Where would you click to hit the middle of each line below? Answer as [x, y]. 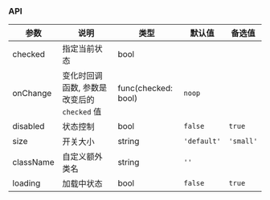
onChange [32, 94]
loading [27, 183]
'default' [202, 141]
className [33, 162]
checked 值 [82, 112]
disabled [29, 126]
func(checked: [145, 88]
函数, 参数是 [84, 88]
